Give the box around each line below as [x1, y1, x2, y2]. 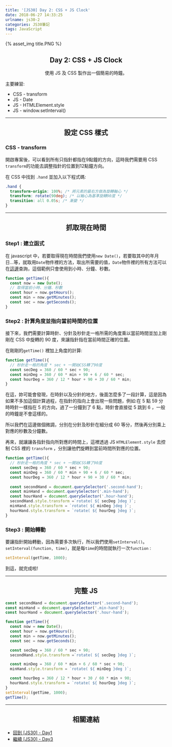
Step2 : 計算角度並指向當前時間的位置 [5, 317, 98, 324]
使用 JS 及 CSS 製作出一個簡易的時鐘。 [45, 70, 127, 76]
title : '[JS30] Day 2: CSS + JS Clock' [5, 7, 91, 13]
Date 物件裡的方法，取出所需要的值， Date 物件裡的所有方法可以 [36, 259, 167, 265]
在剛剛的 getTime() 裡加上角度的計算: [5, 348, 83, 354]
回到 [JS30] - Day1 [12, 730, 53, 736]
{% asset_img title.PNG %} [5, 41, 62, 47]
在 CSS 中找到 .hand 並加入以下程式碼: [5, 174, 86, 180]
